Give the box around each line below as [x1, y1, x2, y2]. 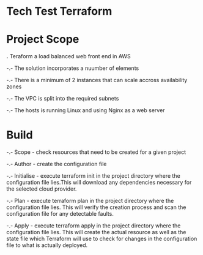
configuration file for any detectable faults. [6, 210, 114, 218]
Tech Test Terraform [6, 4, 113, 18]
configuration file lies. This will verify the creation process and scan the [6, 204, 186, 211]
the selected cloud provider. [6, 185, 77, 192]
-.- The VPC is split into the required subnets [6, 95, 119, 102]
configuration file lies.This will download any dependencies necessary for [6, 179, 192, 186]
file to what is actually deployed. [6, 242, 88, 249]
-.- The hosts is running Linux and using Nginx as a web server [6, 107, 165, 114]
